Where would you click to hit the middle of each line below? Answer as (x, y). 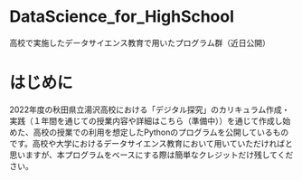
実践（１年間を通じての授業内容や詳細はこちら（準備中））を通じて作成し (146, 120)
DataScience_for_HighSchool (122, 17)
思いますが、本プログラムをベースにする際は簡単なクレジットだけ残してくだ (151, 155)
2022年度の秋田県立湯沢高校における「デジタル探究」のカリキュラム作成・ (150, 109)
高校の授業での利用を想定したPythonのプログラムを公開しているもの (161, 132)
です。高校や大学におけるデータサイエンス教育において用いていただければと (151, 143)
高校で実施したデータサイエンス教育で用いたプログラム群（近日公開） (140, 43)
